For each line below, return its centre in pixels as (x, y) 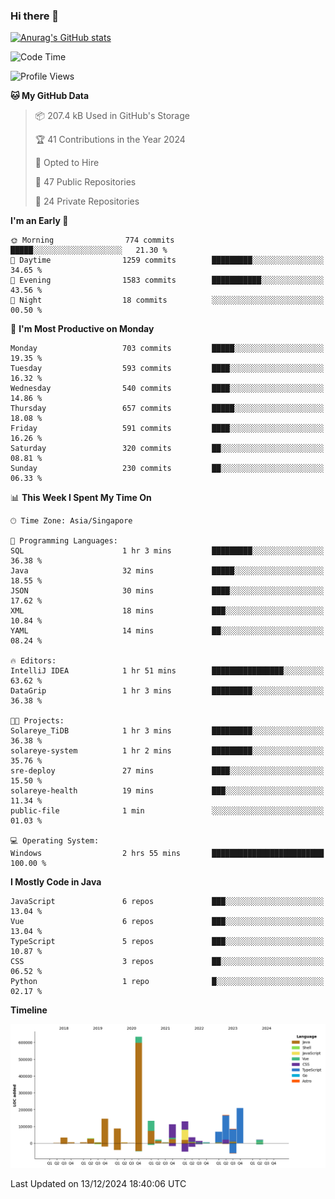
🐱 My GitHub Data (50, 96)
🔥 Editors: (33, 661)
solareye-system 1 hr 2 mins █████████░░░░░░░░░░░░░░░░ (167, 751)
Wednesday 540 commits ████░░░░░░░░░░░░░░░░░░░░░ (167, 389)
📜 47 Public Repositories (85, 182)
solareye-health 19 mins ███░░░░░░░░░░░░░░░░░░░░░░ (167, 791)
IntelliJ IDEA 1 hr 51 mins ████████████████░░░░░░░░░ (167, 671)
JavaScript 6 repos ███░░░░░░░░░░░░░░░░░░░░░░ (167, 902)
